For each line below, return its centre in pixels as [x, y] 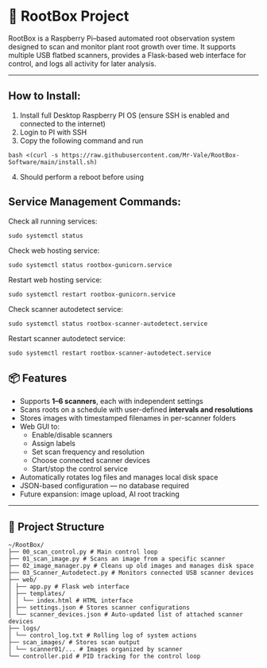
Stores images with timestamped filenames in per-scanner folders [128, 418]
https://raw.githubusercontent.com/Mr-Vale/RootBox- [151, 155]
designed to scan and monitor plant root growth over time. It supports [122, 46]
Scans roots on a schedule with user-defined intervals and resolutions [136, 410]
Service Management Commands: [95, 202]
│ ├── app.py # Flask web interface [69, 587]
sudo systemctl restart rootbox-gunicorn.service [92, 294]
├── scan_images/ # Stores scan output [74, 643]
